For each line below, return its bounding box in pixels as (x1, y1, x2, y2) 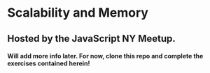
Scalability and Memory (7, 5, 149, 21)
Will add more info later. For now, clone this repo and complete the (7, 52, 204, 60)
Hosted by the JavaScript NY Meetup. (7, 33, 176, 44)
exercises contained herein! (7, 59, 90, 67)
